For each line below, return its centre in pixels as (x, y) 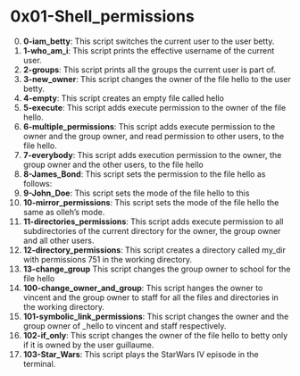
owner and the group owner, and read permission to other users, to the (154, 136)
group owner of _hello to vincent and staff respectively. (125, 326)
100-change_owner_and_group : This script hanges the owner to (143, 288)
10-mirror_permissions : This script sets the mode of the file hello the (151, 202)
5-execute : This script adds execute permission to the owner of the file (154, 107)
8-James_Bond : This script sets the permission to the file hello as (144, 174)
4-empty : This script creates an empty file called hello (123, 98)
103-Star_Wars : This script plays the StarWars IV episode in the (141, 354)
